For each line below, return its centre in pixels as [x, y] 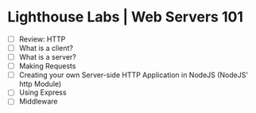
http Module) [40, 84]
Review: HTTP [42, 39]
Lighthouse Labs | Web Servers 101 [126, 17]
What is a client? [46, 48]
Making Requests [47, 66]
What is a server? [47, 57]
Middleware [38, 101]
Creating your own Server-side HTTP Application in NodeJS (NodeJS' [133, 75]
